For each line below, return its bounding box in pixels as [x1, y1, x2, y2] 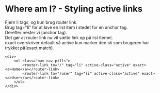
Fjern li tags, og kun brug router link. [5, 19, 78, 25]
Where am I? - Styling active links [5, 3, 143, 14]
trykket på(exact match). [5, 45, 54, 51]
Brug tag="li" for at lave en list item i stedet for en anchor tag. [5, 24, 128, 30]
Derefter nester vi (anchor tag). [5, 29, 67, 35]
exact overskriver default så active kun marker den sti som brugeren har [5, 40, 149, 45]
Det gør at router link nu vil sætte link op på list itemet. [5, 35, 113, 40]
